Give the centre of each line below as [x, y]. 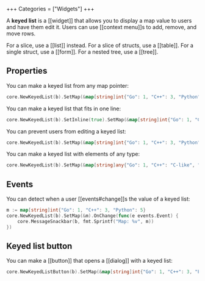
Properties [27, 71]
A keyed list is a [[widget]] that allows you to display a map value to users [99, 20]
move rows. [21, 34]
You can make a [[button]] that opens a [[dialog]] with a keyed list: [89, 261]
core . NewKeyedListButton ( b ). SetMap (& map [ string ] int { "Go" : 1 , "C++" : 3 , [99, 272]
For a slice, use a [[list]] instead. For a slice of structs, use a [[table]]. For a [100, 45]
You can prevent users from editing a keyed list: [66, 131]
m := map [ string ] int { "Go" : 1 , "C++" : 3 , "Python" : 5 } [76, 210]
